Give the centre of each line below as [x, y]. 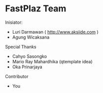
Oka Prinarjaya [27, 67]
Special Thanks [21, 46]
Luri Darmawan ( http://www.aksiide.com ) [55, 32]
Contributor [17, 76]
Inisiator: [14, 22]
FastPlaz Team [36, 9]
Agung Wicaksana [31, 37]
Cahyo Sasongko [30, 56]
